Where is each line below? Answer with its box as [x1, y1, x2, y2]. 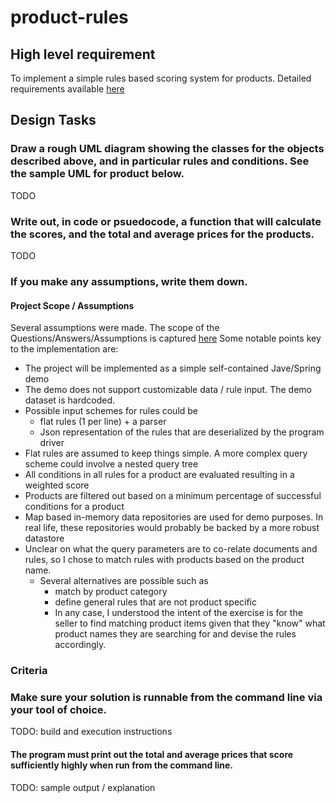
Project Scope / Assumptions [10, 299, 135, 311]
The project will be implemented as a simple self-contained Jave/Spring [24, 362, 322, 375]
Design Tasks [10, 112, 97, 129]
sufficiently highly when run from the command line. [10, 759, 233, 771]
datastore [24, 532, 65, 545]
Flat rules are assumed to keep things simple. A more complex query [24, 447, 308, 460]
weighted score [24, 479, 90, 491]
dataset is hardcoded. [24, 394, 116, 406]
